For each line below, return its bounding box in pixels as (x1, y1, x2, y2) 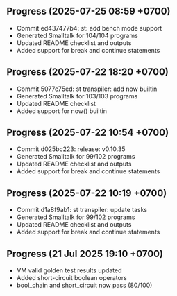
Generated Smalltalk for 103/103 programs (16, 92, 138, 100)
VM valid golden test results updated (16, 266, 122, 275)
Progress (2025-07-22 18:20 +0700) (6, 66, 169, 78)
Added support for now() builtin (16, 107, 107, 115)
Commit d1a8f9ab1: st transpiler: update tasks (16, 206, 147, 214)
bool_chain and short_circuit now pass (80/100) (16, 281, 153, 290)
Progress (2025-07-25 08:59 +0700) (6, 6, 171, 17)
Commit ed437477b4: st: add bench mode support (16, 24, 162, 32)
